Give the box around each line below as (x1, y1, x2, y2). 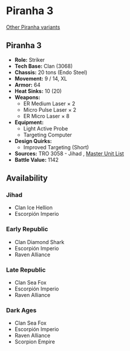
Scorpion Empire (14, 338, 56, 345)
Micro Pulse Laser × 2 (23, 106, 77, 113)
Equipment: (14, 119, 44, 126)
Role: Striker (14, 56, 45, 63)
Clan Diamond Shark (14, 238, 64, 245)
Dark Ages (6, 306, 37, 314)
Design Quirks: (14, 137, 52, 145)
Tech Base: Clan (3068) (14, 62, 73, 69)
